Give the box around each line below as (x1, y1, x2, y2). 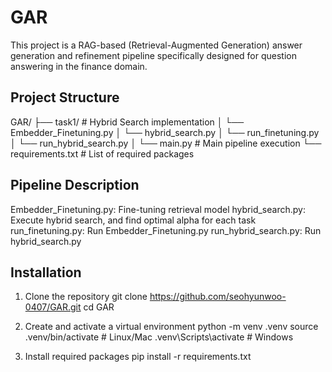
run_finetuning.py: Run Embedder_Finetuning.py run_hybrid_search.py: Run (10, 224, 322, 236)
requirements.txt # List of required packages (10, 147, 195, 160)
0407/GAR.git (24, 301, 82, 313)
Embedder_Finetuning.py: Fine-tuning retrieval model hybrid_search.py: (10, 203, 306, 215)
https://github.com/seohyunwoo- (149, 291, 287, 303)
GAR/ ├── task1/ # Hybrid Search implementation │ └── (10, 116, 245, 128)
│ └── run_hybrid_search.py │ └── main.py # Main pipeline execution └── (10, 137, 322, 149)
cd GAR (83, 301, 115, 313)
